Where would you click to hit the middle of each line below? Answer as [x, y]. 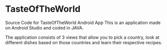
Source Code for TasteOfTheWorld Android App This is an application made [83, 23]
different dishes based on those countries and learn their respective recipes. [84, 42]
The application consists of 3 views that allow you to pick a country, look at [82, 37]
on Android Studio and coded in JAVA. [44, 27]
